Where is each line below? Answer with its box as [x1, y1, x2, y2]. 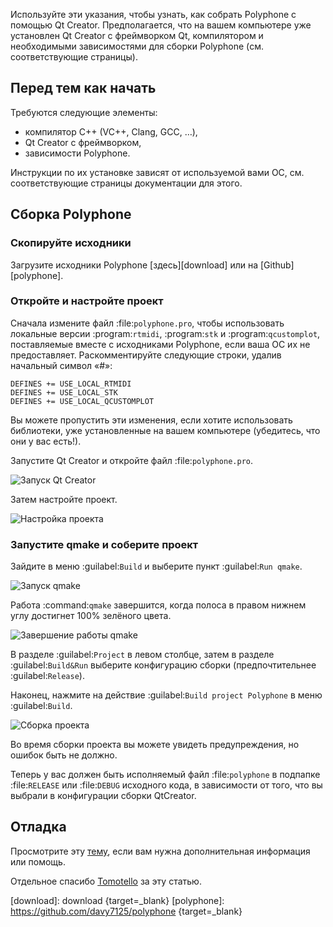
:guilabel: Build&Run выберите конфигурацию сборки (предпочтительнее [10, 659, 317, 671]
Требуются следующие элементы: [10, 106, 158, 118]
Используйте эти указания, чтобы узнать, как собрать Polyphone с [10, 9, 297, 20]
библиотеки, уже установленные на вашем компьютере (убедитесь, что [10, 424, 321, 436]
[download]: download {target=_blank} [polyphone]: [10, 894, 225, 906]
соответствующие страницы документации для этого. [10, 177, 243, 189]
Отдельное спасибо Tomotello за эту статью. [10, 875, 202, 887]
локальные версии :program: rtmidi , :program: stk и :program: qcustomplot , [10, 327, 321, 339]
